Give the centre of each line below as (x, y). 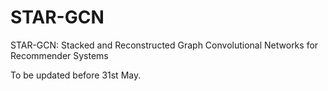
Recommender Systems (59, 55)
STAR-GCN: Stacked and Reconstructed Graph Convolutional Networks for (164, 45)
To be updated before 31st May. (76, 75)
